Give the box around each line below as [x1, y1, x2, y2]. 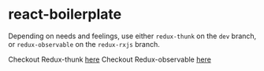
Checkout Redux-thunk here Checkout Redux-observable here [8, 55, 211, 64]
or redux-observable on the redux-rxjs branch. [8, 39, 160, 48]
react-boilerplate [8, 5, 122, 23]
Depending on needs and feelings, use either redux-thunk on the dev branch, [8, 31, 257, 41]
